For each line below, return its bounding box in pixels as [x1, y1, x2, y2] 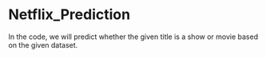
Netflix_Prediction [8, 6, 130, 24]
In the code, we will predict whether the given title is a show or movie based [8, 32, 258, 41]
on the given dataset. [8, 40, 78, 49]
